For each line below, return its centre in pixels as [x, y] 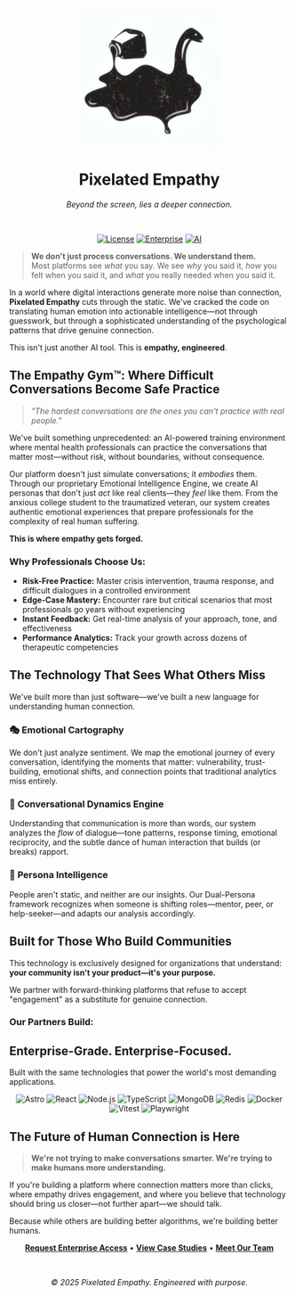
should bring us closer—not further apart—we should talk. [116, 1204]
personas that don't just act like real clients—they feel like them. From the [144, 493]
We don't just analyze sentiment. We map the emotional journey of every [142, 753]
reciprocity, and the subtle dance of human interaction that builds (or [135, 842]
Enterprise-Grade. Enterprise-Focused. [121, 1050]
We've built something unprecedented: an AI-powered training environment [147, 438]
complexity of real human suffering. [75, 521]
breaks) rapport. [39, 852]
